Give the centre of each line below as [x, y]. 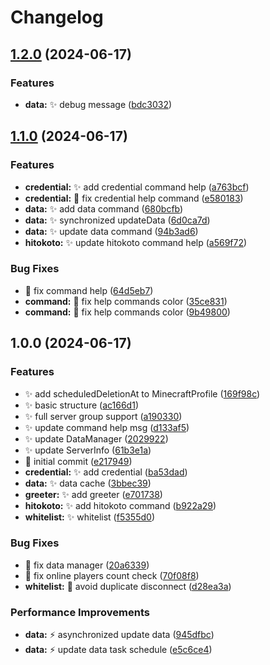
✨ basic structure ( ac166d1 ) [81, 405]
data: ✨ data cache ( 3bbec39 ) [88, 483]
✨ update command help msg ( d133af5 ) [107, 427]
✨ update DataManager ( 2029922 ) [96, 438]
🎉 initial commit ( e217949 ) [78, 461]
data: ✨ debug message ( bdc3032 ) [98, 104]
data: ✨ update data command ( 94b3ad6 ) [111, 231]
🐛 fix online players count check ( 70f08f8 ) [112, 575]
